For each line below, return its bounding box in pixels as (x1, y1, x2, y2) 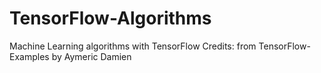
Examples (9, 50, 50, 62)
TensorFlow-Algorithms (9, 7, 212, 30)
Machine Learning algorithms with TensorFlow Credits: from (9, 40, 257, 52)
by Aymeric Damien (51, 50, 132, 62)
